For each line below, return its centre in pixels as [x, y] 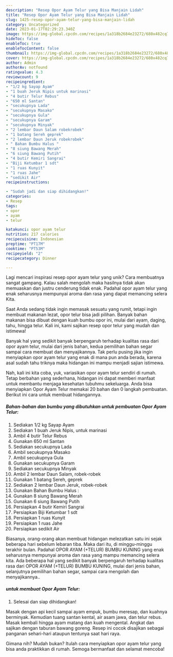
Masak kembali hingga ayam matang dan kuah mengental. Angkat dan [80, 623]
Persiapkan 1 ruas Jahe [38, 523]
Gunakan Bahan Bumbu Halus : [46, 491]
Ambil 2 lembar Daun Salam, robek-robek [57, 474]
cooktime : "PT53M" [25, 248]
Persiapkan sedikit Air [36, 529]
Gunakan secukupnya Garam [44, 463]
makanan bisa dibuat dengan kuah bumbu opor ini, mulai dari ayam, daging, [86, 320]
